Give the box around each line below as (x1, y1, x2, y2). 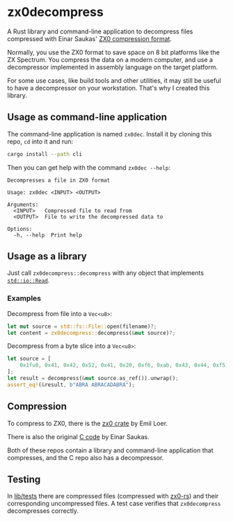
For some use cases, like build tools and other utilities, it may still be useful (7, 76, 221, 84)
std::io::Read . (7, 276, 50, 285)
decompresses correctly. (7, 507, 79, 515)
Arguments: (7, 201, 39, 208)
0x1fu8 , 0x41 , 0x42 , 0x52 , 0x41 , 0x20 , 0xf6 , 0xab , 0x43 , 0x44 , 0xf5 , (19, 362, 229, 369)
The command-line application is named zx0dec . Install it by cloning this (7, 129, 212, 138)
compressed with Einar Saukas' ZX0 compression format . (7, 34, 172, 42)
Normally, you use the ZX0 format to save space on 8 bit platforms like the (7, 48, 220, 56)
